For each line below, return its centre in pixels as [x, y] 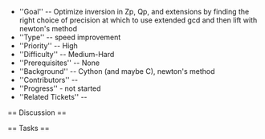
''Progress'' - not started [60, 88]
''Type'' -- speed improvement [70, 37]
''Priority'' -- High [48, 46]
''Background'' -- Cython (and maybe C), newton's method [117, 71]
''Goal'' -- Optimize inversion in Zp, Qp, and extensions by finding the [134, 12]
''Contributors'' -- [49, 80]
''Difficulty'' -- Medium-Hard [67, 54]
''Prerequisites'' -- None [59, 63]
